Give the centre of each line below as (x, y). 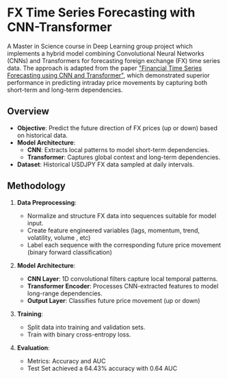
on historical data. (42, 135)
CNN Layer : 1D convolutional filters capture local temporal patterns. (122, 278)
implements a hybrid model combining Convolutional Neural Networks (106, 53)
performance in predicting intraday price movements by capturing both (107, 82)
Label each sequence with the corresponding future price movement (124, 245)
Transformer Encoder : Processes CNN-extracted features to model (123, 286)
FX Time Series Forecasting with (101, 13)
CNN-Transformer (59, 27)
